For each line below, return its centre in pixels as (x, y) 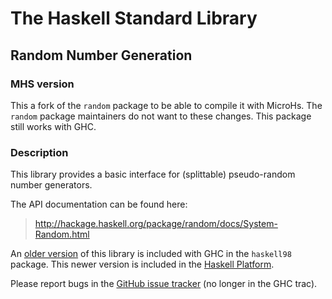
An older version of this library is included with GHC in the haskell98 (151, 254)
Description (39, 152)
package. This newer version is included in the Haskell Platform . (142, 264)
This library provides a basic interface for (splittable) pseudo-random (153, 174)
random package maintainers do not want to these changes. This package (161, 116)
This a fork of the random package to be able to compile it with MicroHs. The (166, 105)
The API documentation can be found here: (99, 204)
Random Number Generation (101, 55)
